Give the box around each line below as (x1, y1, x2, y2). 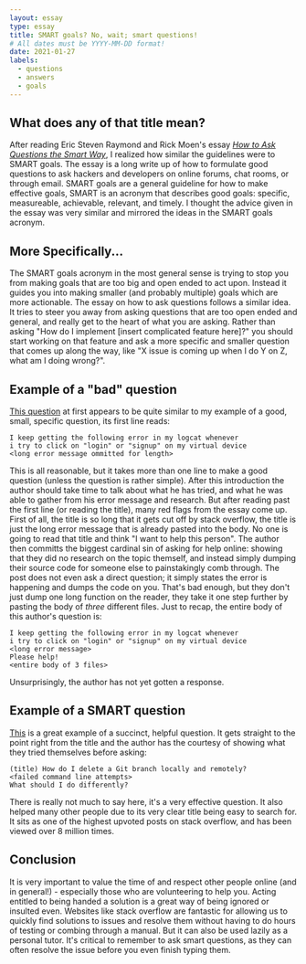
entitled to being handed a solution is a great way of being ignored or (9, 895, 269, 906)
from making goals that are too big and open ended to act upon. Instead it (9, 278, 288, 289)
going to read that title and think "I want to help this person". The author (9, 534, 280, 545)
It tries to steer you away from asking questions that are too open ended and (9, 307, 298, 318)
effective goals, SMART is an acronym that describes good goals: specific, (9, 188, 290, 199)
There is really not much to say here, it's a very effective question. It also (9, 796, 283, 807)
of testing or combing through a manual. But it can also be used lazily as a (9, 925, 289, 936)
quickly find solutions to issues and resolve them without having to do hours (9, 915, 296, 926)
